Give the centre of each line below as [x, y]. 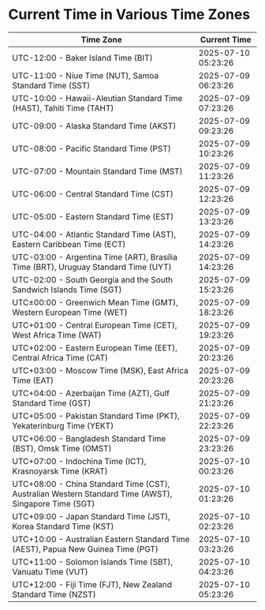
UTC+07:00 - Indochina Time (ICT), [79, 461]
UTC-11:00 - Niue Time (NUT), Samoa [86, 75]
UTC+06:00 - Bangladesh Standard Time [89, 438]
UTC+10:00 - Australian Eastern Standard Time [101, 539]
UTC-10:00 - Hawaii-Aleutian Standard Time [97, 98]
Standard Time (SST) [51, 85]
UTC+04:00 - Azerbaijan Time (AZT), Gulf [91, 393]
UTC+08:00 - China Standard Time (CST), [91, 484]
